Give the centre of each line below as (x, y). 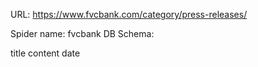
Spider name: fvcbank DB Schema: (82, 33)
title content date (45, 53)
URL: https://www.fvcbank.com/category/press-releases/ (129, 14)
